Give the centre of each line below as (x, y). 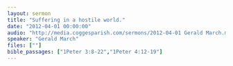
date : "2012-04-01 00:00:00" (49, 26)
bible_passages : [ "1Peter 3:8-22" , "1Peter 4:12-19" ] (85, 52)
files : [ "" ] (24, 45)
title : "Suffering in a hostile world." (67, 20)
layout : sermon (29, 13)
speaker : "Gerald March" (43, 39)
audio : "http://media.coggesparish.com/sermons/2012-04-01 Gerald (105, 33)
